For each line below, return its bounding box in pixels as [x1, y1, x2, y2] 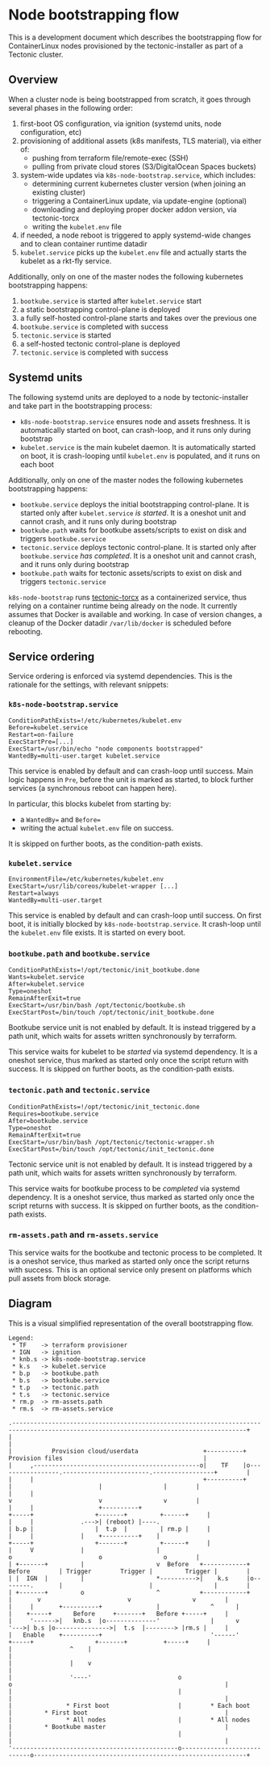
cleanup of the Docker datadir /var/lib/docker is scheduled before [8, 618, 232, 628]
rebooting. [8, 626, 43, 636]
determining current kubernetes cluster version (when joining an [31, 179, 247, 188]
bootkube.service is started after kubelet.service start [19, 296, 202, 305]
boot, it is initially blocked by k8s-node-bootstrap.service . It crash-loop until [8, 919, 262, 928]
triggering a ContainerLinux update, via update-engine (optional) [31, 196, 247, 205]
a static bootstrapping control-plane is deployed [19, 305, 181, 314]
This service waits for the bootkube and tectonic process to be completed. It [8, 1247, 263, 1257]
